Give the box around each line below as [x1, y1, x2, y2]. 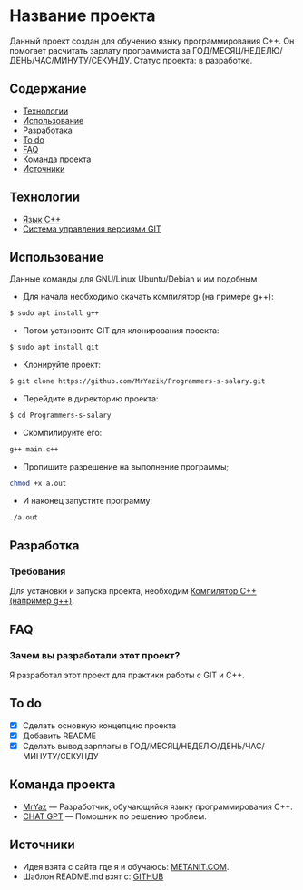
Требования [9, 565, 66, 578]
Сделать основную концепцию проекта [22, 719, 177, 731]
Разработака [22, 124, 73, 135]
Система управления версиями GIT [22, 223, 161, 234]
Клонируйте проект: [22, 360, 102, 371]
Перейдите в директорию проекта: [22, 393, 159, 404]
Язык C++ [22, 213, 62, 224]
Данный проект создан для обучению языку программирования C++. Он [9, 35, 295, 46]
